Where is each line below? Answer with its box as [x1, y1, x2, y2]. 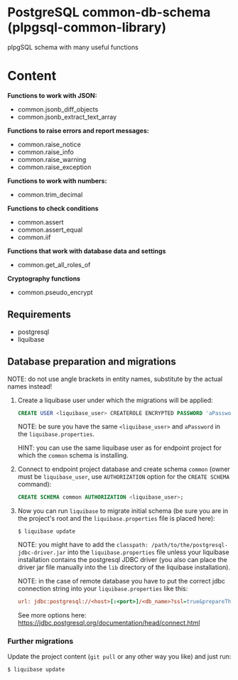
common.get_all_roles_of [17, 260, 91, 269]
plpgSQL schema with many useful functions [7, 43, 139, 51]
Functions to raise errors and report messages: [7, 126, 149, 135]
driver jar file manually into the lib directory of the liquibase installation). [17, 563, 231, 572]
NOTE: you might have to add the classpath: [17, 541, 149, 549]
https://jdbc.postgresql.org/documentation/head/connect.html [17, 619, 200, 627]
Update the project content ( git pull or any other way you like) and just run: [7, 652, 232, 661]
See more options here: [17, 611, 87, 620]
